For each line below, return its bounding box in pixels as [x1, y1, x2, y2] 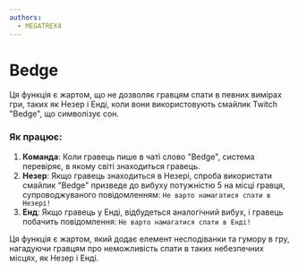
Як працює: [9, 131, 63, 143]
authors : [9, 13, 42, 22]
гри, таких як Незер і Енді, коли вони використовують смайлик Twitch [9, 99, 278, 110]
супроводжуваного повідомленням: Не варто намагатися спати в [21, 189, 271, 200]
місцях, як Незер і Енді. [9, 252, 99, 263]
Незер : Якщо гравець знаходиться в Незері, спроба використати [21, 170, 273, 181]
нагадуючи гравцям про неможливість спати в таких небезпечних [9, 242, 264, 253]
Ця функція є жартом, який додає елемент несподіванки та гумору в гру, [9, 234, 290, 244]
